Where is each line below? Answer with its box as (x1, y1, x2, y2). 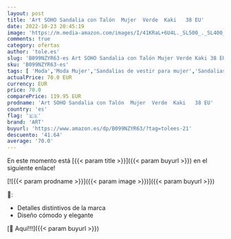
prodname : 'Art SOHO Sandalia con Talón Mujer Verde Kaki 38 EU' (7, 100, 214, 106)
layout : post (7, 10, 45, 17)
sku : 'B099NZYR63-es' (7, 61, 69, 68)
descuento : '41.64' (7, 131, 63, 138)
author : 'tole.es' (7, 49, 60, 56)
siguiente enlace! (7, 164, 56, 172)
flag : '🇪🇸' (7, 112, 41, 119)
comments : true (7, 36, 51, 43)
